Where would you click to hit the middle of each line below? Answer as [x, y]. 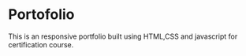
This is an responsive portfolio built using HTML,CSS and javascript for [123, 36]
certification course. [41, 44]
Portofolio [41, 15]
